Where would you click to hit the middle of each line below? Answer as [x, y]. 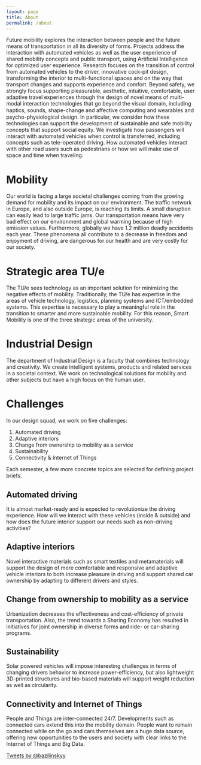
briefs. [14, 476]
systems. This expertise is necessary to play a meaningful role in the [91, 307]
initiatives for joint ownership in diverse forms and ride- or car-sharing [93, 627]
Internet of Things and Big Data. [45, 744]
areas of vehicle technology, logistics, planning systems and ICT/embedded [100, 301]
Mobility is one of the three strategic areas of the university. [80, 320]
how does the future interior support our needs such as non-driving [89, 522]
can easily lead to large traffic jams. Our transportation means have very [95, 215]
